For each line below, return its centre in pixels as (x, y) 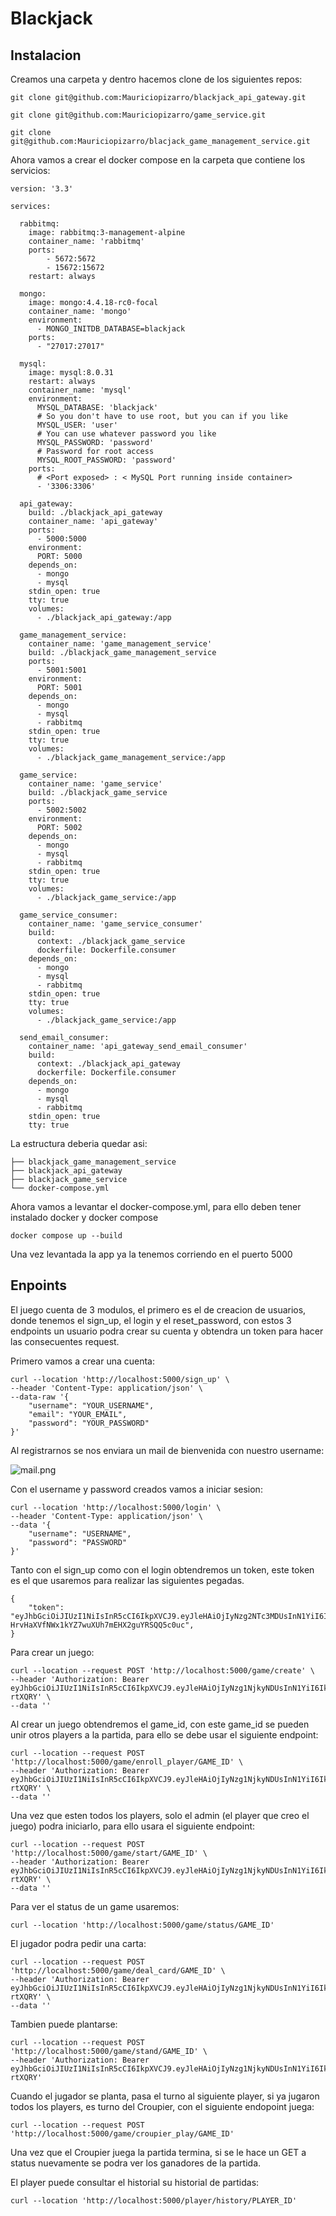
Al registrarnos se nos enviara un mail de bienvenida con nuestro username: (167, 1450)
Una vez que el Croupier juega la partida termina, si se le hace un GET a (158, 2152)
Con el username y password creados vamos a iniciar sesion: (136, 1489)
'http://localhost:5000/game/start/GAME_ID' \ (109, 1853)
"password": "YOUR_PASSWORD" (89, 1423)
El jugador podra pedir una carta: (78, 1943)
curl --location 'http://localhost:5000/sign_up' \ (120, 1379)
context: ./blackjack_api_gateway (109, 1064)
